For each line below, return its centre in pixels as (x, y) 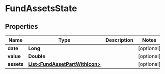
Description (119, 40)
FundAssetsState (41, 9)
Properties (22, 27)
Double (37, 56)
